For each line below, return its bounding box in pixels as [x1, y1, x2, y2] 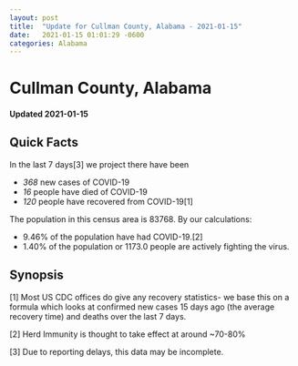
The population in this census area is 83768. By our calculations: [9, 213, 252, 224]
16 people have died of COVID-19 [22, 186, 148, 197]
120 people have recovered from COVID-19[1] [22, 196, 193, 207]
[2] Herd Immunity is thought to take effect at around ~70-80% [9, 329, 246, 340]
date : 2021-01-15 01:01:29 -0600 [9, 30, 145, 39]
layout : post [9, 13, 59, 23]
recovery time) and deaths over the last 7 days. [9, 310, 187, 321]
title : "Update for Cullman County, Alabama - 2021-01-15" [9, 22, 243, 31]
